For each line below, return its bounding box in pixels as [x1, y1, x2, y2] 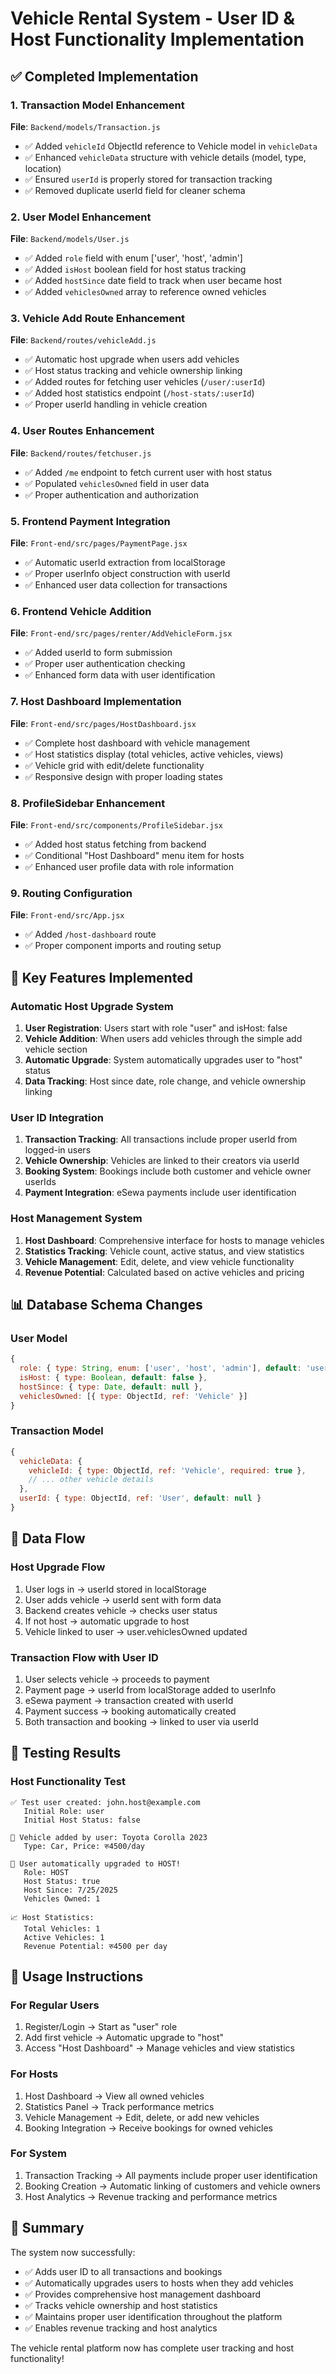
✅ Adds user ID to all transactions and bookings [24, 2265, 223, 2277]
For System [10, 2147, 67, 2161]
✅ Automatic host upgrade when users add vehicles [24, 353, 240, 366]
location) [24, 162, 62, 174]
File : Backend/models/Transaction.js [10, 120, 161, 132]
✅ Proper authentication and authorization [24, 488, 199, 501]
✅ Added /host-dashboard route [24, 928, 157, 941]
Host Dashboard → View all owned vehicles [24, 2090, 205, 2102]
